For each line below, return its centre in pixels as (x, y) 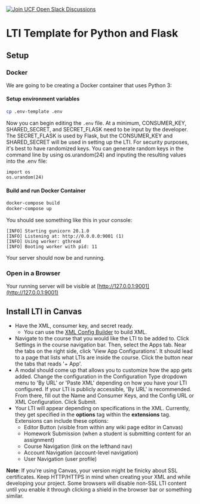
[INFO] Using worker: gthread (44, 241)
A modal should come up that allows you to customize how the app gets (103, 370)
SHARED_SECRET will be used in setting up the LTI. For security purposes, (98, 142)
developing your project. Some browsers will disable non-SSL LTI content (96, 483)
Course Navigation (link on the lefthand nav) (78, 446)
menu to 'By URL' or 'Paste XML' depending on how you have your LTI (101, 383)
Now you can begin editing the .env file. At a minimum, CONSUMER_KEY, (96, 123)
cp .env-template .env (34, 112)
